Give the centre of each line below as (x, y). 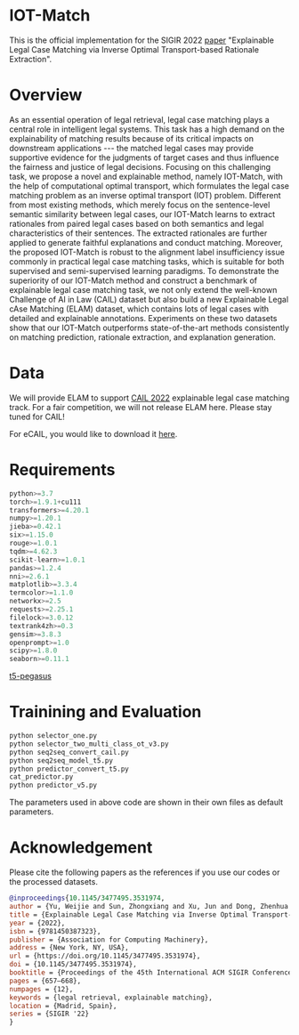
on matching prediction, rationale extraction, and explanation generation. (142, 337)
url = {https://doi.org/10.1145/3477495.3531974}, (105, 956)
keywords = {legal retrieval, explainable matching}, (111, 998)
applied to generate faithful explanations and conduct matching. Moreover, (146, 242)
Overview (46, 95)
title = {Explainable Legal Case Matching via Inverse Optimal (129, 914)
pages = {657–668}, (45, 981)
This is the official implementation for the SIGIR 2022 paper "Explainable (141, 40)
